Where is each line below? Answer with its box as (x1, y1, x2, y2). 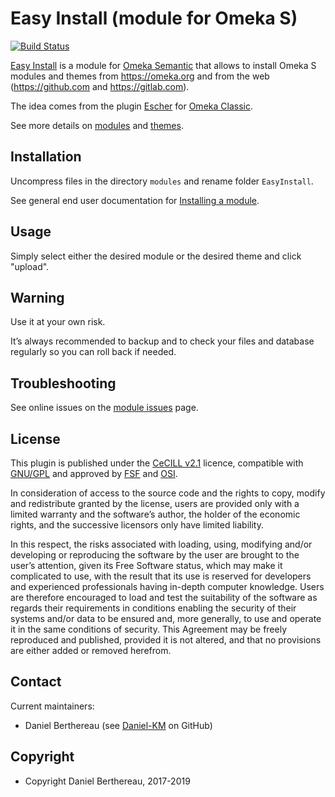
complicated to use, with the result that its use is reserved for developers (10, 570, 312, 582)
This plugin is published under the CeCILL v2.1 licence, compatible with (10, 457, 304, 469)
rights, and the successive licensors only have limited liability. (10, 519, 264, 531)
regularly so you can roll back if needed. (10, 346, 177, 358)
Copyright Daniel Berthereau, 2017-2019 (24, 775, 191, 787)
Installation (10, 148, 82, 166)
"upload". (10, 260, 50, 272)
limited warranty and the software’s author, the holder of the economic (10, 508, 301, 520)
